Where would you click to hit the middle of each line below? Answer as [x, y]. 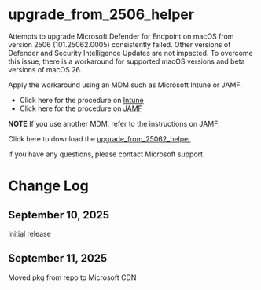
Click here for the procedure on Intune [81, 100]
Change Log [48, 186]
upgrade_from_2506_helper [101, 15]
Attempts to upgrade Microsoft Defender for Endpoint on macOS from [121, 36]
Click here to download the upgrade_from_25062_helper [99, 138]
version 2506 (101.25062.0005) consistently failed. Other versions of [119, 44]
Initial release [29, 233]
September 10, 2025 [59, 215]
